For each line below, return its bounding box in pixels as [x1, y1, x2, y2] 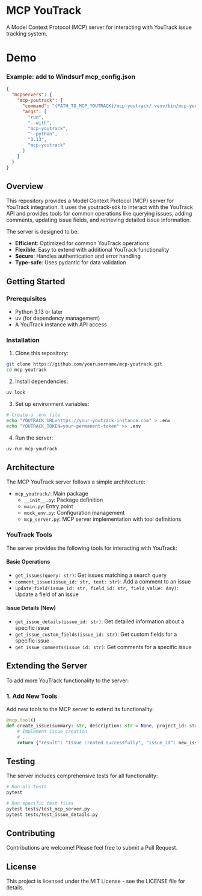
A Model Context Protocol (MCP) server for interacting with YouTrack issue [6, 23, 192, 31]
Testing [6, 756, 35, 767]
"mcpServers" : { [11, 92, 52, 98]
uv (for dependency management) [14, 314, 100, 322]
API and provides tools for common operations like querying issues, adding [6, 210, 192, 217]
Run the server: [14, 434, 54, 441]
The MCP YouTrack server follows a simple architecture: [6, 478, 145, 485]
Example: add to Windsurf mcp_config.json [6, 73, 136, 81]
